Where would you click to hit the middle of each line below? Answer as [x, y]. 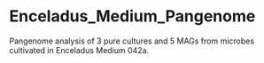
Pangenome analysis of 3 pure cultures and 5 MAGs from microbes [132, 41]
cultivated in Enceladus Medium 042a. [79, 50]
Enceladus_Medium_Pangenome [132, 16]
